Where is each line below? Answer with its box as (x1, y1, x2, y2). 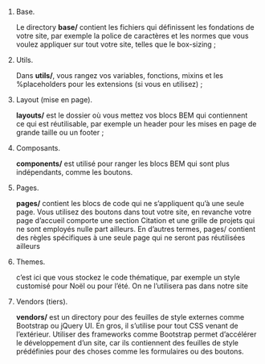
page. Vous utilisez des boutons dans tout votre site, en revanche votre (15, 207, 251, 217)
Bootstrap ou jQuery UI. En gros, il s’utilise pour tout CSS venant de (15, 321, 238, 330)
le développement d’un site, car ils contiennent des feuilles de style (15, 338, 239, 347)
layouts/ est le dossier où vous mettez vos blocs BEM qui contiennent (15, 110, 248, 120)
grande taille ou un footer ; (15, 128, 104, 137)
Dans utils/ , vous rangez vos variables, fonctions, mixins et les (15, 71, 223, 80)
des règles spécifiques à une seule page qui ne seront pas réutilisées (15, 233, 246, 242)
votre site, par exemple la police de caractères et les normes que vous (15, 31, 249, 40)
